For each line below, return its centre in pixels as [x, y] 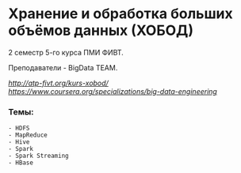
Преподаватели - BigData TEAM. [63, 67]
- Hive [19, 142]
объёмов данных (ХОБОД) [101, 30]
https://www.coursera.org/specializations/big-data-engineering [113, 91]
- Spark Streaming [38, 156]
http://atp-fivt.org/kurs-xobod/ [58, 83]
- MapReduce [28, 135]
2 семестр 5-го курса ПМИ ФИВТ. [66, 52]
